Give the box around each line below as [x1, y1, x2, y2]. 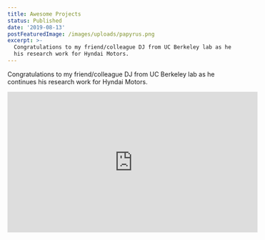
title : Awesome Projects [7, 10, 81, 18]
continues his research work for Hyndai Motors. [7, 77, 148, 86]
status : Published [7, 17, 62, 24]
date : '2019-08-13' [7, 24, 66, 31]
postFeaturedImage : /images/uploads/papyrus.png [7, 30, 155, 38]
